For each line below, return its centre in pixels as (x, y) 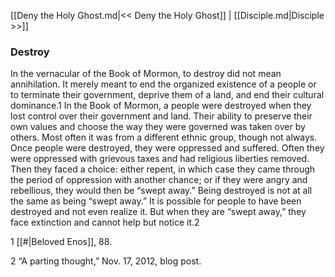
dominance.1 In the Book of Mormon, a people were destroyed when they (161, 106)
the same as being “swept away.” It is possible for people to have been (156, 201)
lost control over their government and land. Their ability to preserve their (161, 116)
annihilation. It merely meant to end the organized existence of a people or (163, 84)
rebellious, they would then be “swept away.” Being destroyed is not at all (161, 191)
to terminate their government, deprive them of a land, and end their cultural (167, 95)
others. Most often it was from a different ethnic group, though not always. (164, 137)
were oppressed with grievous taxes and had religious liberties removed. (160, 159)
